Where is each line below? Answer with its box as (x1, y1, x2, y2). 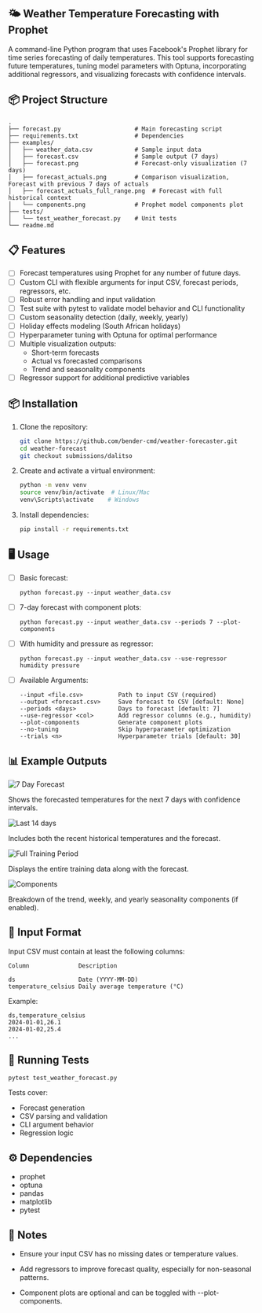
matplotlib (19, 1197, 53, 1207)
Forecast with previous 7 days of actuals (8, 180, 149, 188)
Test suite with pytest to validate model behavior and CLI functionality (19, 303, 246, 313)
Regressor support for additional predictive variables (19, 373, 190, 382)
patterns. (19, 1273, 49, 1282)
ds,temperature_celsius (8, 1011, 86, 1020)
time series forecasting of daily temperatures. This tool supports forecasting (8, 53, 255, 62)
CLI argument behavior (19, 1120, 94, 1130)
